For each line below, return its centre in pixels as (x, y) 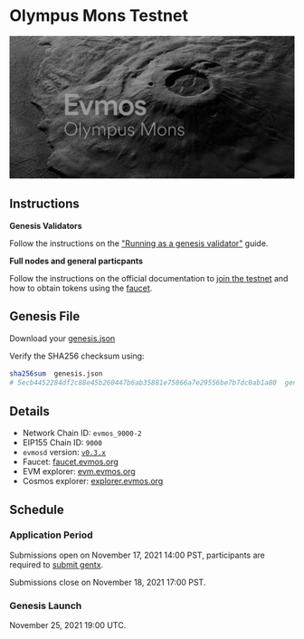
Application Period (51, 535)
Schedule (37, 509)
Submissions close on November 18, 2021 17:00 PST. (108, 582)
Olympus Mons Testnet (99, 16)
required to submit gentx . (57, 564)
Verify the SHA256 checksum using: (77, 356)
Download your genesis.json (62, 338)
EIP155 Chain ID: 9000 (62, 443)
